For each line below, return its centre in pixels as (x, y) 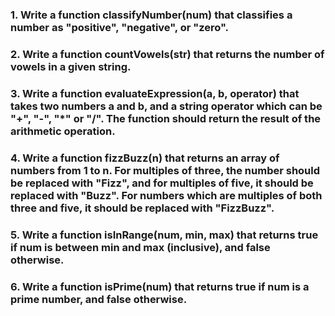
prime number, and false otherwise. (99, 299)
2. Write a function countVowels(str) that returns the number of (167, 54)
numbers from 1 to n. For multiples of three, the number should (165, 170)
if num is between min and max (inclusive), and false (140, 247)
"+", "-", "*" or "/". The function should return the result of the (166, 118)
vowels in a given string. (71, 66)
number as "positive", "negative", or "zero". (120, 27)
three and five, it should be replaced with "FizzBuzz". (142, 208)
